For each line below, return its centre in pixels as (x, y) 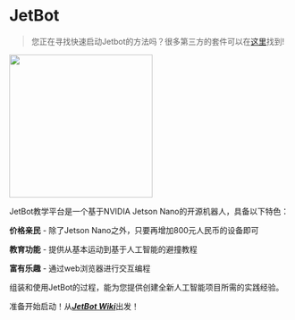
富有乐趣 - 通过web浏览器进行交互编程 (80, 268)
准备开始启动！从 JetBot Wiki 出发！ (75, 306)
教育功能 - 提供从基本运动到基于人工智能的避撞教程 (104, 249)
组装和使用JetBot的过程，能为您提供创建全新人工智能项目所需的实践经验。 (147, 287)
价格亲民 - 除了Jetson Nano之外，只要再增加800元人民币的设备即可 (134, 230)
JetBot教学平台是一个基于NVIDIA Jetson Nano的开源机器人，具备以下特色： (149, 211)
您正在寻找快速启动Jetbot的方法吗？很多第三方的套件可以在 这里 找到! (158, 41)
